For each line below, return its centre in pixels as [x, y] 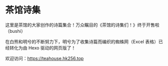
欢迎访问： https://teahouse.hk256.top [45, 58]
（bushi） [15, 31]
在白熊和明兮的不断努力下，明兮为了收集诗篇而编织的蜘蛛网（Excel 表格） [82, 41]
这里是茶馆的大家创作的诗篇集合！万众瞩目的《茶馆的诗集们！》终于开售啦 [82, 25]
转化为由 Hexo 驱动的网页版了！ [43, 48]
